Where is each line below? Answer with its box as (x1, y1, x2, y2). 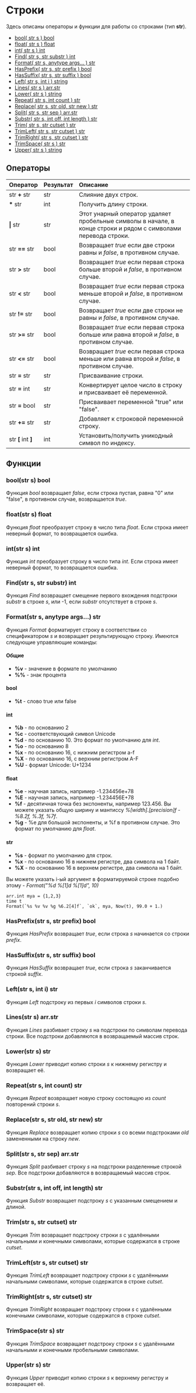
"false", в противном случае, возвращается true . (6, 496, 127, 503)
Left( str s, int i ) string (14, 77, 68, 85)
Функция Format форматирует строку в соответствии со (6, 626, 147, 633)
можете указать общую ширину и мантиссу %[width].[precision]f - (14, 807, 181, 814)
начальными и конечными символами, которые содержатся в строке (6, 1237, 180, 1245)
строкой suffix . (6, 971, 43, 978)
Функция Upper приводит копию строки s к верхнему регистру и (6, 1374, 169, 1381)
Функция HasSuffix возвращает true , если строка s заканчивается (6, 964, 171, 971)
